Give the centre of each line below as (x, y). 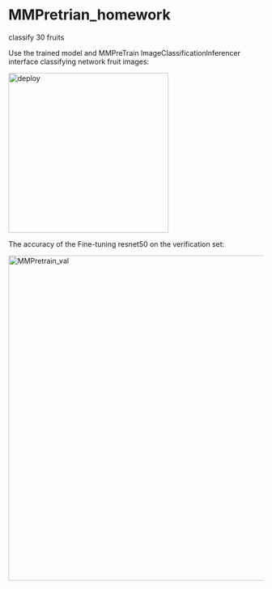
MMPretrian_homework (90, 15)
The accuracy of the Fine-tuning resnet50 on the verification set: (117, 244)
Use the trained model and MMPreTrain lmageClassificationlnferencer (125, 53)
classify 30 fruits (36, 37)
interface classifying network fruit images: (79, 61)
